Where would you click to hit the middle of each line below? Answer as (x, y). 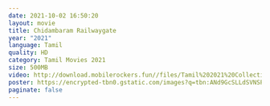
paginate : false (35, 90)
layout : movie (32, 23)
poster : (21, 82)
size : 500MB (28, 68)
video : (19, 75)
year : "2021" (30, 38)
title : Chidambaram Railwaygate (62, 30)
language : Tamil (35, 45)
